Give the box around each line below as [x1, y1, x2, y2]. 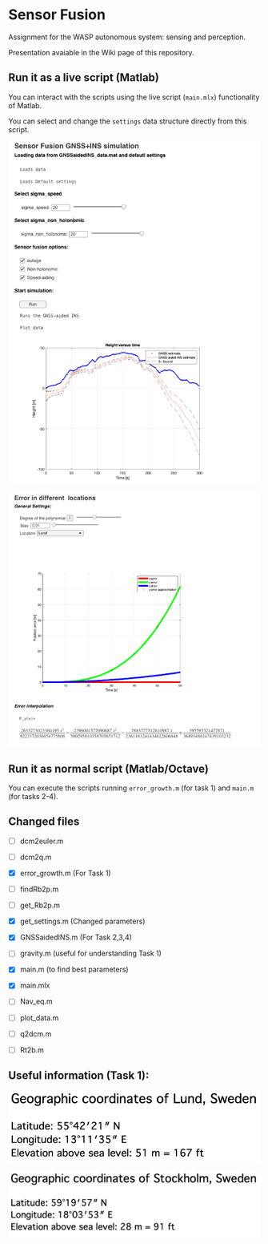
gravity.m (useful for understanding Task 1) [19, 948, 162, 959]
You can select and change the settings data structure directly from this [8, 116, 247, 126]
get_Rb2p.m [19, 900, 60, 911]
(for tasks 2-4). [8, 792, 58, 802]
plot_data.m [19, 1012, 59, 1023]
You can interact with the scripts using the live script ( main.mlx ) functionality [8, 92, 260, 102]
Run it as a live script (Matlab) [8, 71, 160, 85]
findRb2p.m [19, 884, 59, 895]
